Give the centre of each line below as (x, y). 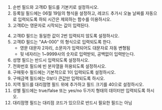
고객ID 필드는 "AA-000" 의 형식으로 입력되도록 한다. (62, 42)
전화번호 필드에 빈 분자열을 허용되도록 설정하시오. (59, 66)
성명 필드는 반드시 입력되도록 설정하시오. (51, 60)
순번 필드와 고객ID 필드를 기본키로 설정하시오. (56, 7)
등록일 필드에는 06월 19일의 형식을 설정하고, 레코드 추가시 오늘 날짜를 (78, 13)
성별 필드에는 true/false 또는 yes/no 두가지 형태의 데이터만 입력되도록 (79, 91)
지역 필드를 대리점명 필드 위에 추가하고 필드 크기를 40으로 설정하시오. (78, 84)
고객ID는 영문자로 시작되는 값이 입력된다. (51, 25)
